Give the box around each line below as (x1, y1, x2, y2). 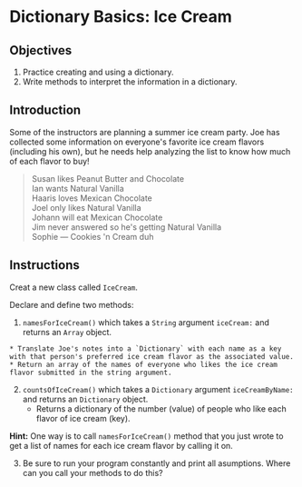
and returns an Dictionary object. (22, 393, 149, 404)
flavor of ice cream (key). (35, 412, 131, 423)
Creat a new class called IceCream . (9, 282, 139, 293)
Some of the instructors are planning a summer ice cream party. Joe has (9, 126, 280, 137)
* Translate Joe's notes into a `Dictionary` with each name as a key (9, 343, 282, 353)
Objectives (9, 43, 73, 58)
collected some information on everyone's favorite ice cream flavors (9, 136, 265, 147)
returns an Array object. (22, 326, 112, 337)
